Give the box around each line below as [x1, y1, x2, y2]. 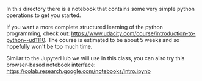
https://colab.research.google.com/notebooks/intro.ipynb [6, 68, 151, 75]
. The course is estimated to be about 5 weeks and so [45, 37, 180, 43]
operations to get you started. [6, 12, 81, 19]
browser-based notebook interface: [6, 61, 96, 68]
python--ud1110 [6, 37, 46, 43]
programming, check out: [6, 30, 70, 37]
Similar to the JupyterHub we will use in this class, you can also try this [6, 55, 185, 62]
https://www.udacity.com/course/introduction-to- [71, 30, 197, 37]
